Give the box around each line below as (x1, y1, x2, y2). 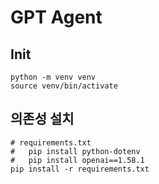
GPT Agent (10, 6, 103, 29)
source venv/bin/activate (10, 81, 118, 91)
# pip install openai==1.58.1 (10, 155, 145, 165)
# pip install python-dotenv (10, 146, 141, 156)
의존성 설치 (10, 111, 75, 128)
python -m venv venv (10, 72, 97, 82)
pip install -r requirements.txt (10, 164, 150, 174)
